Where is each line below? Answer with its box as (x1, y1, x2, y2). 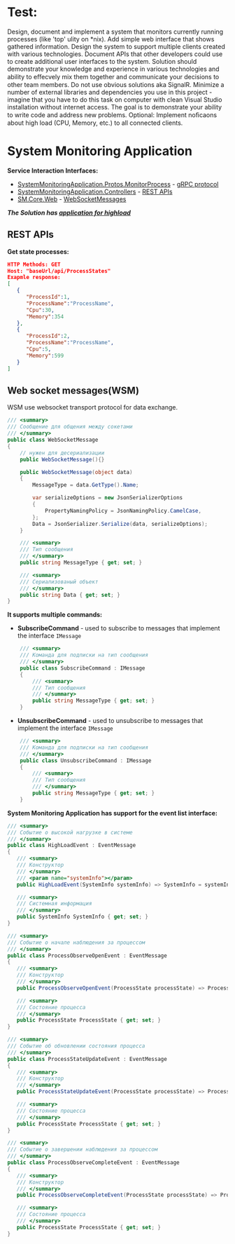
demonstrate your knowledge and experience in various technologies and (7, 65, 220, 73)
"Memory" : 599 (25, 352, 64, 359)
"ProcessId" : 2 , (25, 332, 71, 340)
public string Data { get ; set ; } (20, 591, 120, 598)
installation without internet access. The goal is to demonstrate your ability (7, 102, 222, 111)
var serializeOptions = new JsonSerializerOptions (32, 494, 183, 501)
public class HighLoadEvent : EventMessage (7, 842, 136, 849)
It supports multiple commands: (7, 611, 103, 619)
